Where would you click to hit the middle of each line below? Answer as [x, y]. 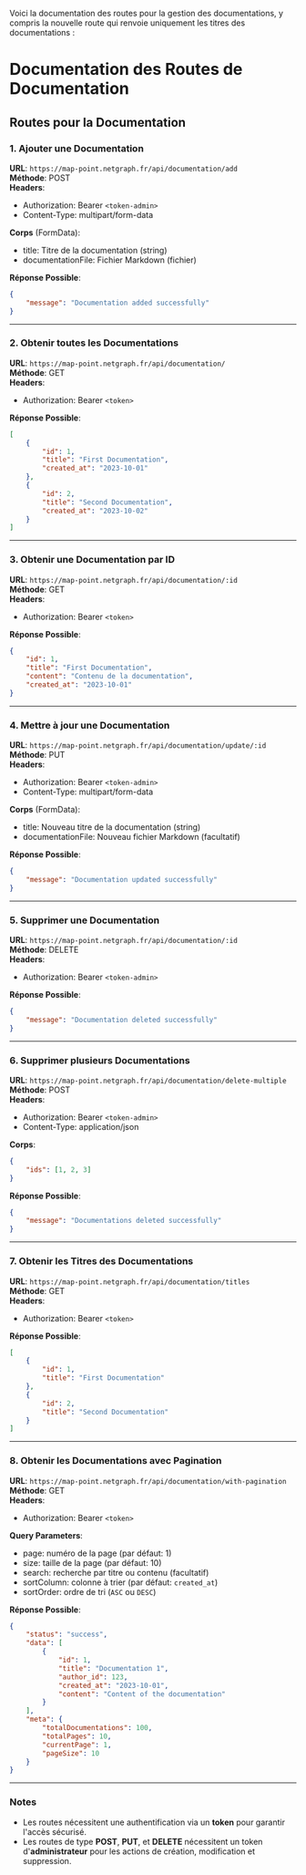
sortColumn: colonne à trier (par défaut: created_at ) [120, 1582]
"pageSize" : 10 [71, 1753]
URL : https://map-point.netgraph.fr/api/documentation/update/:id [138, 745]
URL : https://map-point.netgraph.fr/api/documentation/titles [130, 1281]
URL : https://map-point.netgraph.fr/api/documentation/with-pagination [148, 1480]
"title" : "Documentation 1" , [113, 1668]
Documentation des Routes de [126, 70]
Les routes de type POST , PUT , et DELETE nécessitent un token [143, 1841]
